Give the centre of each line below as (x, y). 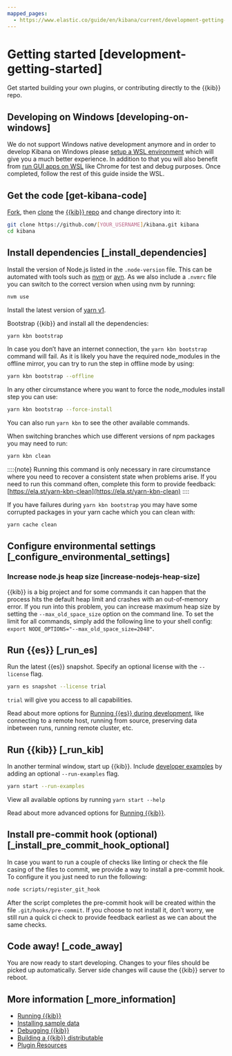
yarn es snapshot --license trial (57, 687)
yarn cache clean (32, 525)
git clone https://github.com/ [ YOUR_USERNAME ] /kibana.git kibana (103, 225)
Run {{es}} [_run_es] (52, 650)
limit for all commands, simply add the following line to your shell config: (110, 621)
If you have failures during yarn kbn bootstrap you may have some (103, 505)
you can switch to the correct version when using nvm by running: (101, 284)
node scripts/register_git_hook (54, 889)
